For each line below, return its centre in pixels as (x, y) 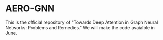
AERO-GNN (30, 9)
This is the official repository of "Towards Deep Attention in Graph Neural (82, 22)
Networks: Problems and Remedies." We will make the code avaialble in (80, 27)
